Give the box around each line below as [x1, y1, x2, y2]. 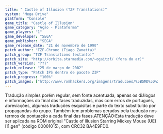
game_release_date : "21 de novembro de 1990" [5, 43, 98, 48]
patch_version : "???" [5, 61, 49, 66]
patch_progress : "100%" [5, 74, 53, 79]
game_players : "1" [5, 30, 42, 34]
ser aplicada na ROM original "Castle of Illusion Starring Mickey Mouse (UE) [5, 118, 157, 124]
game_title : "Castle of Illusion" [5, 20, 75, 26]
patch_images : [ [5, 79, 38, 84]
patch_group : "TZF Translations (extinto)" [5, 52, 95, 57]
